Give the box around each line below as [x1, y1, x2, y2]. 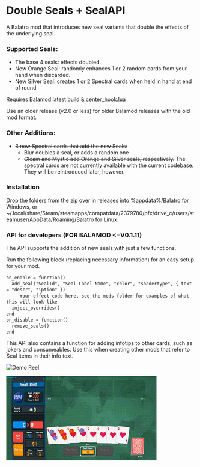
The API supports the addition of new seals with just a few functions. [6, 245, 177, 252]
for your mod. [6, 263, 40, 270]
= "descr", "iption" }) [6, 287, 66, 293]
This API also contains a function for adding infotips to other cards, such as [6, 340, 193, 347]
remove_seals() [11, 323, 50, 329]
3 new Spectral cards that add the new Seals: [14, 142, 128, 150]
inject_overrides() [11, 305, 61, 311]
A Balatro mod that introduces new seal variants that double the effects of [6, 23, 189, 31]
